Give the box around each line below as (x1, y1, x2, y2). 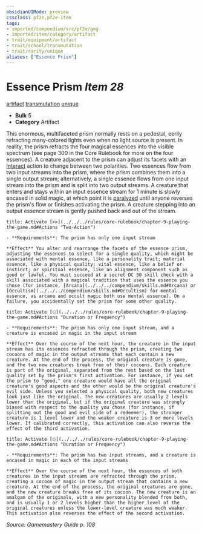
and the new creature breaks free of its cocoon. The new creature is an (6, 489, 197, 495)
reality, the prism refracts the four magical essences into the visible (6, 143, 174, 150)
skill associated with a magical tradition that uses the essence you (6, 277, 188, 283)
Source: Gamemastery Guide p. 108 (6, 521, 96, 528)
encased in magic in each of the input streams (6, 457, 129, 463)
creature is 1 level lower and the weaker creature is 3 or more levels (6, 415, 194, 421)
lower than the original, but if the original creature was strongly (6, 399, 186, 405)
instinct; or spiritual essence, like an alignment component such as (6, 266, 188, 272)
